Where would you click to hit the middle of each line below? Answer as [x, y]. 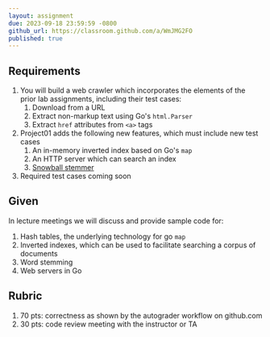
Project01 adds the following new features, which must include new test [139, 133]
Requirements [44, 71]
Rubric [25, 296]
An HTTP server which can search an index [104, 159]
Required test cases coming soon [75, 176]
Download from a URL [69, 108]
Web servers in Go [51, 270]
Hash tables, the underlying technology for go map [103, 236]
